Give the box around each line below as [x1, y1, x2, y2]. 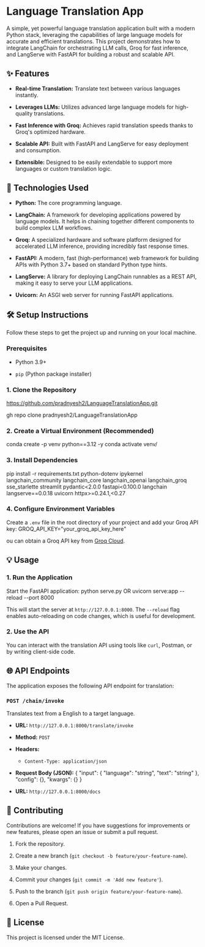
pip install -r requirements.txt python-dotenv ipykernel [6, 470, 143, 477]
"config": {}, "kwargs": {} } [15, 775, 83, 783]
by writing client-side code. [6, 647, 75, 655]
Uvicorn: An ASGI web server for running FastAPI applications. [15, 291, 174, 298]
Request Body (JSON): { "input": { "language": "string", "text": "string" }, [15, 769, 199, 776]
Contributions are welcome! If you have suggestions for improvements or [6, 821, 191, 829]
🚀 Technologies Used [6, 183, 89, 193]
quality [15, 109, 33, 117]
